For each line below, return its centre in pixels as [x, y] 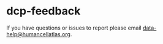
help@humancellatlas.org [38, 34]
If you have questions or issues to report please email [74, 28]
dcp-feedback [44, 11]
